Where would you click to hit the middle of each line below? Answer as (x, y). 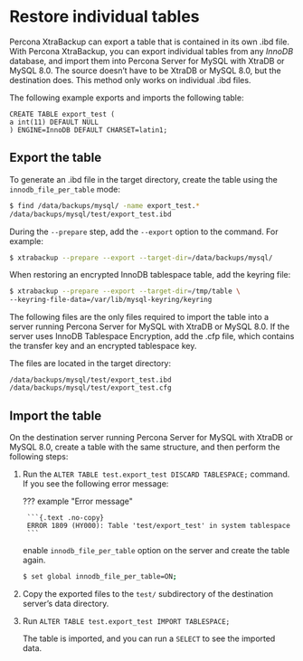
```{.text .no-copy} (65, 517)
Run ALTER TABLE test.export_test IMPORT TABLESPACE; (126, 620)
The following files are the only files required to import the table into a (139, 317)
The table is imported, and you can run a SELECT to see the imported (149, 638)
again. (34, 560)
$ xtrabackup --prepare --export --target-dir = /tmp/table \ (125, 291)
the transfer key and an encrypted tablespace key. (103, 346)
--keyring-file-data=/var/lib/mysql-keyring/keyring (111, 300)
